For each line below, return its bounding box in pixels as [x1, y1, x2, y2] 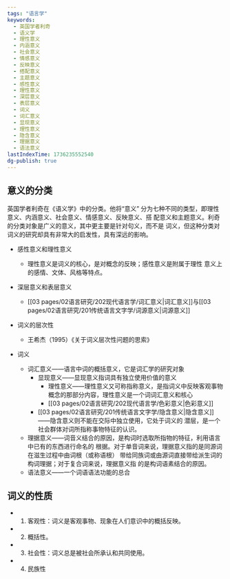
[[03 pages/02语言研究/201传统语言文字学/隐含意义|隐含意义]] [37, 407, 215, 416]
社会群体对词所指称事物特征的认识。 [37, 425, 141, 433]
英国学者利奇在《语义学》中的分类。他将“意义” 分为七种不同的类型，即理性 [7, 204, 220, 212]
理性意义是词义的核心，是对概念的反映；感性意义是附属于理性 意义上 [27, 259, 222, 267]
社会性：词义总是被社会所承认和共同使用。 [27, 549, 149, 557]
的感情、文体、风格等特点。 [27, 268, 107, 276]
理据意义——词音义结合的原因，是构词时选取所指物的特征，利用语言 [27, 434, 221, 442]
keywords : [7, 17, 36, 23]
